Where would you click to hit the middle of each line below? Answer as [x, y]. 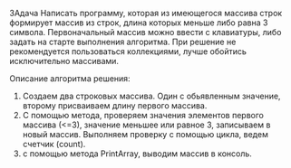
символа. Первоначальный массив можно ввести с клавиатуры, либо [145, 32]
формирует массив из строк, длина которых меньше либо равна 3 [139, 23]
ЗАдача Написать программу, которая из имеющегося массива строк [146, 13]
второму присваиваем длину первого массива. [115, 106]
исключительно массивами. [64, 61]
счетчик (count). [54, 144]
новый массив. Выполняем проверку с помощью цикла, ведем [145, 134]
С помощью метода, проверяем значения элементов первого [143, 115]
